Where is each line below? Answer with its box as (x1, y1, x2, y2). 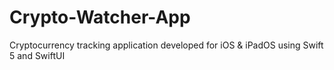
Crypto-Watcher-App (9, 6, 191, 29)
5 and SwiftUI (9, 49, 66, 61)
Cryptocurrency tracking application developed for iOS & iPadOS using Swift (9, 39, 324, 51)
